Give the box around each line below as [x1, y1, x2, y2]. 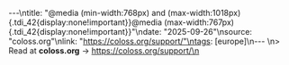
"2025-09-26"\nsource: [163, 27, 253, 37]
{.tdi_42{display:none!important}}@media [8, 17, 163, 28]
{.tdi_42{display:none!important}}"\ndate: [8, 27, 162, 37]
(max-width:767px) [164, 17, 235, 28]
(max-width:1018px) [167, 8, 241, 18]
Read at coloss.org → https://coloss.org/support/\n [8, 45, 200, 56]
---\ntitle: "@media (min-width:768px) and [8, 8, 166, 18]
